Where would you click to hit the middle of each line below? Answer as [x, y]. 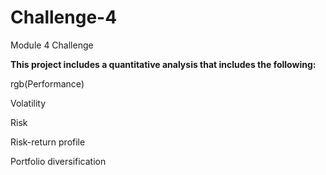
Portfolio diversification [58, 161]
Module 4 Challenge [52, 45]
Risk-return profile [48, 142]
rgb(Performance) [47, 83]
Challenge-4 [64, 17]
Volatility [28, 103]
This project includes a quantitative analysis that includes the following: [163, 64]
